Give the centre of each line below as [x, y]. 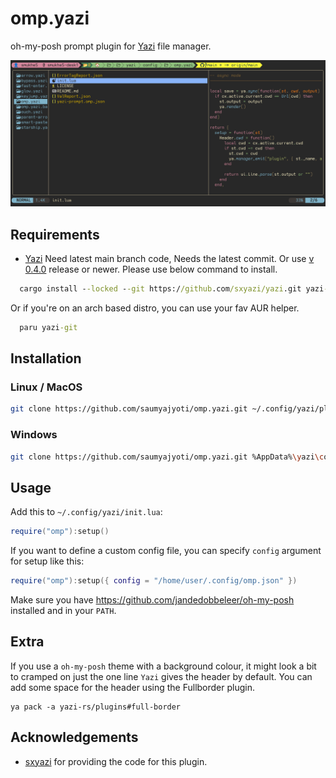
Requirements [55, 234]
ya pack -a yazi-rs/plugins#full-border [96, 707]
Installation [46, 358]
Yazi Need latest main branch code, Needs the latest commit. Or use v [169, 259]
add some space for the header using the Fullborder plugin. [132, 687]
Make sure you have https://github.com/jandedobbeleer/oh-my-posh [152, 600]
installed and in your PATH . [63, 611]
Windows [34, 435]
